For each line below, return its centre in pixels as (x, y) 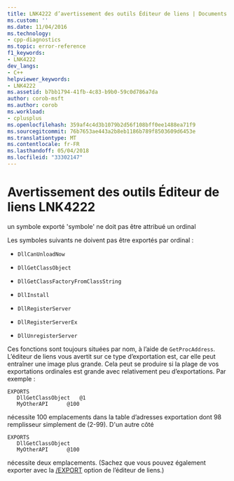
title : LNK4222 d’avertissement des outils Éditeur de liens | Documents (117, 14)
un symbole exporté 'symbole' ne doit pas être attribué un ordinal (102, 226)
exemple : (21, 378)
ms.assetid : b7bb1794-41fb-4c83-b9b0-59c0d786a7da (83, 92)
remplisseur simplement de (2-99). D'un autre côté (81, 424)
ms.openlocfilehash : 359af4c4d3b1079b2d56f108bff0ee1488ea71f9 (102, 125)
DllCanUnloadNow (41, 254)
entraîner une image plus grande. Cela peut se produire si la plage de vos (113, 364)
